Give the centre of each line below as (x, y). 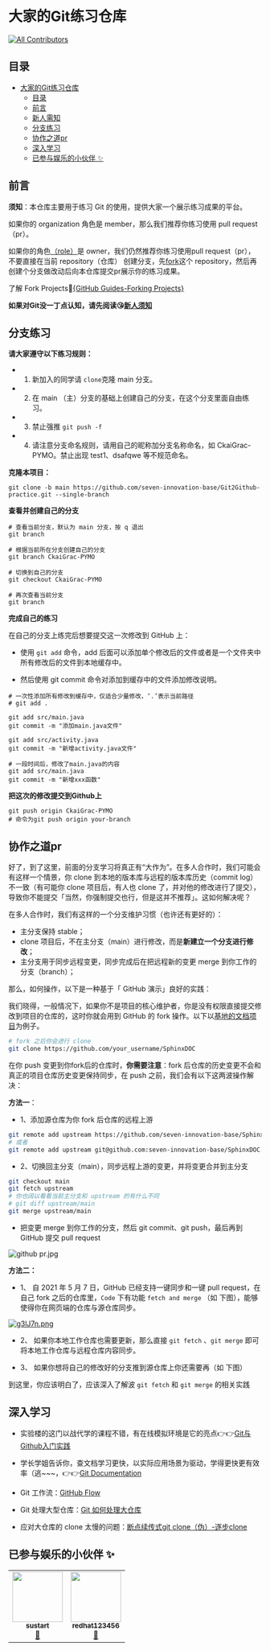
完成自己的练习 (33, 618)
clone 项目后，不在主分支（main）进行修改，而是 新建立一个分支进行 (133, 941)
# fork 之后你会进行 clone (50, 1042)
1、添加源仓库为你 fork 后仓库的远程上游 (86, 1119)
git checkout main (39, 1181)
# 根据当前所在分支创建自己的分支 (57, 550)
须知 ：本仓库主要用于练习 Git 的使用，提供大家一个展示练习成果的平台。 (128, 207)
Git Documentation (110, 1472)
